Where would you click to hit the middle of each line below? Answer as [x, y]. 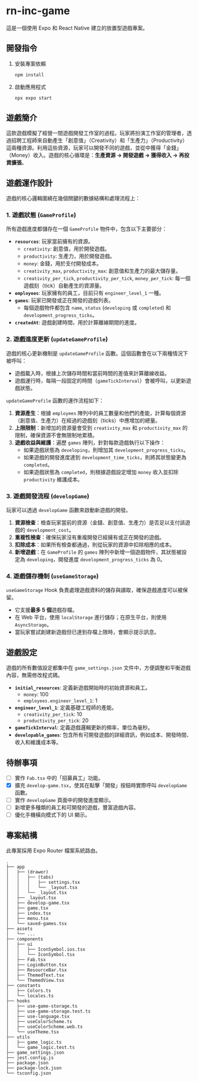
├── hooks [18, 1001]
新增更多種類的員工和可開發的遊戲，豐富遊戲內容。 [77, 808]
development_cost [48, 531]
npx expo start [33, 98]
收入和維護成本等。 [38, 742]
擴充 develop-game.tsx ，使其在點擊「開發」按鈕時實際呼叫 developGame [101, 785]
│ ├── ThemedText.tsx [35, 975]
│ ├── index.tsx [29, 913]
